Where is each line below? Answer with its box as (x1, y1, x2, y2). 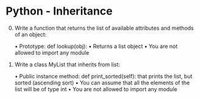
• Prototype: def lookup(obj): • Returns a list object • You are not (14, 43, 178, 50)
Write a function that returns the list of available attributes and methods (14, 24, 195, 32)
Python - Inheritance (5, 4, 113, 18)
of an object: (14, 30, 47, 38)
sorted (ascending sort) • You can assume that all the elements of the (14, 79, 190, 86)
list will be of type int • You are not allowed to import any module (14, 85, 177, 92)
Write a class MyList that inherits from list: (14, 61, 120, 68)
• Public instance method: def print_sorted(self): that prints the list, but (14, 72, 193, 80)
